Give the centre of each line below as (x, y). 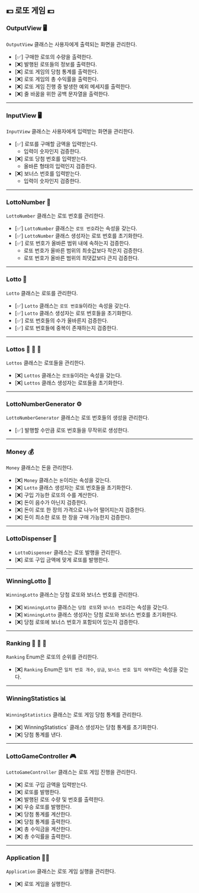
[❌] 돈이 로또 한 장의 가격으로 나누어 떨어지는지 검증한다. (80, 510)
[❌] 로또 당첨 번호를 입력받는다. (51, 158)
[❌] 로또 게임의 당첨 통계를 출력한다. (57, 71)
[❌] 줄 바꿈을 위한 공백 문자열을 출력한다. (62, 94)
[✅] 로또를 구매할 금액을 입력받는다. (56, 143)
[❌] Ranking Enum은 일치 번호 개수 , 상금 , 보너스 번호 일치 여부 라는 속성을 (96, 670)
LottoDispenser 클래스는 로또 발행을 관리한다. (68, 552)
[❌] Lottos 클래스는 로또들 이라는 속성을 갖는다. (68, 375)
